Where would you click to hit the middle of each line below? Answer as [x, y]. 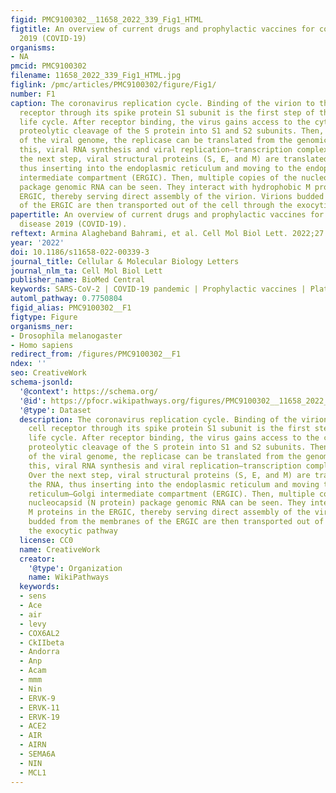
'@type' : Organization [75, 568]
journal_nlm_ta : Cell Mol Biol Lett [86, 271]
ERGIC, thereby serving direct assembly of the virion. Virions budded [172, 196]
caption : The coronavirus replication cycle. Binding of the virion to [162, 103]
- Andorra [39, 652]
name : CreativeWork [60, 549]
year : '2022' [37, 242]
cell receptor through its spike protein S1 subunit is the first [169, 429]
